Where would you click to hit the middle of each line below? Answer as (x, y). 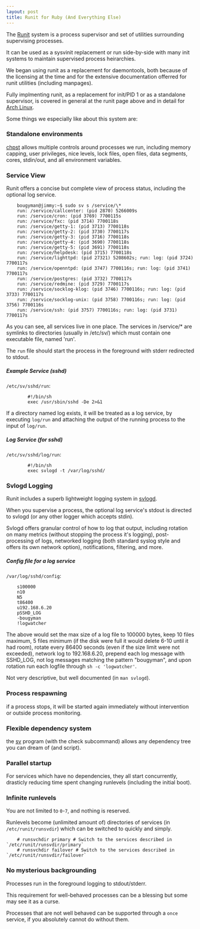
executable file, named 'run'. (41, 339)
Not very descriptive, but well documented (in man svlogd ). (78, 678)
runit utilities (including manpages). (50, 83)
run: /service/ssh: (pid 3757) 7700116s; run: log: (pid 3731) (97, 310)
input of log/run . (27, 426)
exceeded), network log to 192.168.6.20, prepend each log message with (96, 654)
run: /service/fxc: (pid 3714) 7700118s (68, 222)
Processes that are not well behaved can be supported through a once (92, 913)
